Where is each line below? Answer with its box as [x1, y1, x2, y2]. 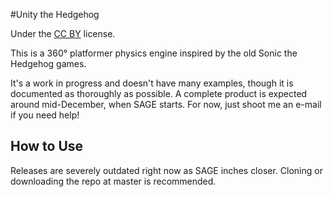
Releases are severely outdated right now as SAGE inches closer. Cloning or [10, 164, 323, 176]
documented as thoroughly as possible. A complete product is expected [10, 88, 308, 99]
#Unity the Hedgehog [10, 9, 100, 20]
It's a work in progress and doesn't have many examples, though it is [10, 77, 294, 89]
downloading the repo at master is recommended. [10, 175, 217, 187]
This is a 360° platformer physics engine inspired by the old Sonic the [10, 47, 298, 59]
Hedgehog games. [10, 58, 87, 69]
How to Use [10, 138, 84, 155]
